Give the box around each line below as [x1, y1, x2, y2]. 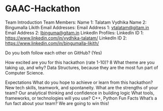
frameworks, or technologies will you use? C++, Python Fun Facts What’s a [5, 95, 158, 101]
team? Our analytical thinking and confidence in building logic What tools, [5, 90, 155, 96]
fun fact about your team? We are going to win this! [5, 100, 109, 106]
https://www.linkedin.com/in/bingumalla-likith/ [5, 40, 99, 46]
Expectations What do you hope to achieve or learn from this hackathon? [5, 79, 153, 85]
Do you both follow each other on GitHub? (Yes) [5, 50, 102, 56]
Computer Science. [5, 70, 44, 75]
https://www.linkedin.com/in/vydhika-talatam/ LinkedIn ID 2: [5, 35, 127, 41]
